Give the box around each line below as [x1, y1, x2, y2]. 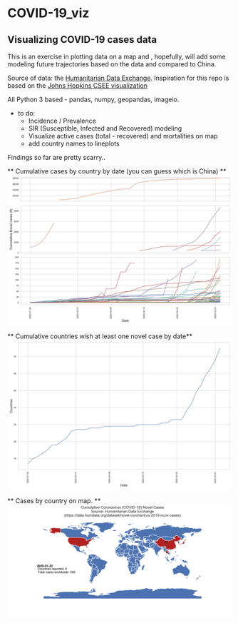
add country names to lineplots [28, 139, 120, 148]
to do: [17, 109, 36, 117]
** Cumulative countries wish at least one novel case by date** [7, 332, 192, 340]
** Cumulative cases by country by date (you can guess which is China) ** [7, 167, 227, 176]
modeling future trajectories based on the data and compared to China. [7, 60, 217, 69]
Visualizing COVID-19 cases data [7, 34, 157, 46]
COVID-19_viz [7, 5, 90, 21]
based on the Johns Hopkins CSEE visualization [7, 81, 148, 90]
